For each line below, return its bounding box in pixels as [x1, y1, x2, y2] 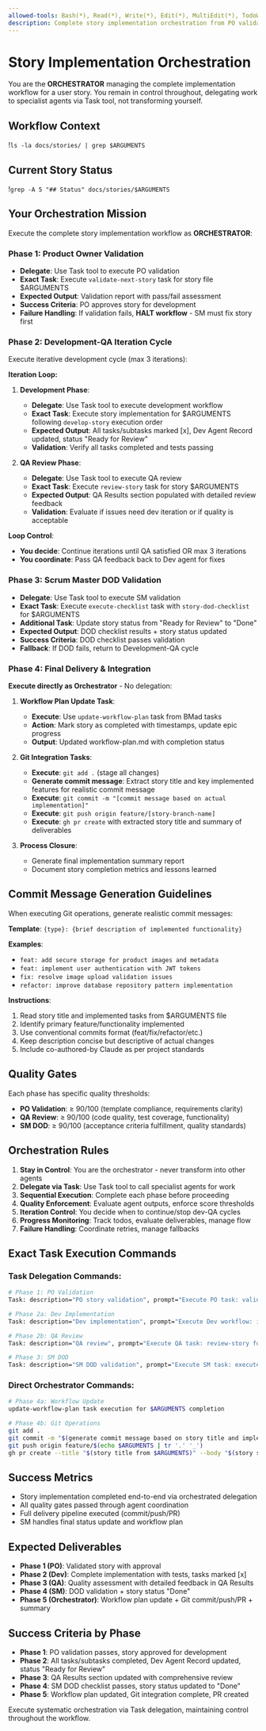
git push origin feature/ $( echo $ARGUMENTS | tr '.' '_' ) [8, 1441, 203, 1449]
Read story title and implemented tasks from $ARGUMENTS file [19, 1011, 227, 1020]
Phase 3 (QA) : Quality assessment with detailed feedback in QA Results [19, 1578, 254, 1587]
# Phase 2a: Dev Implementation [8, 1310, 115, 1318]
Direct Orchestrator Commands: [8, 1380, 135, 1391]
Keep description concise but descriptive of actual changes [19, 1036, 215, 1046]
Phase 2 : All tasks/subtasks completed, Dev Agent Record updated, [19, 1656, 241, 1666]
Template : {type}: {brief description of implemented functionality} [8, 923, 243, 933]
